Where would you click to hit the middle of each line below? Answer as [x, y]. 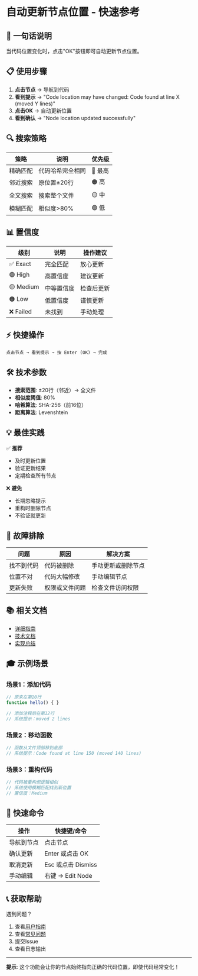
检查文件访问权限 [115, 587]
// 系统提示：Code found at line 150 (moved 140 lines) [74, 753]
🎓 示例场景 [27, 663]
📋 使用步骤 [27, 72]
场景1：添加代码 [29, 684]
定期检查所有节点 [35, 475]
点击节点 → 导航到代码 [42, 89]
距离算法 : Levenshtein [41, 412]
